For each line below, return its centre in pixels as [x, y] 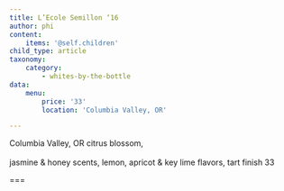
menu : [36, 93]
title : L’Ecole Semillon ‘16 [64, 18]
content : [26, 34]
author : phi [32, 26]
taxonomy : [28, 59]
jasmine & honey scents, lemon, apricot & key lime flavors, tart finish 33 [142, 162]
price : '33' [64, 101]
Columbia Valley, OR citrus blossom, [77, 143]
